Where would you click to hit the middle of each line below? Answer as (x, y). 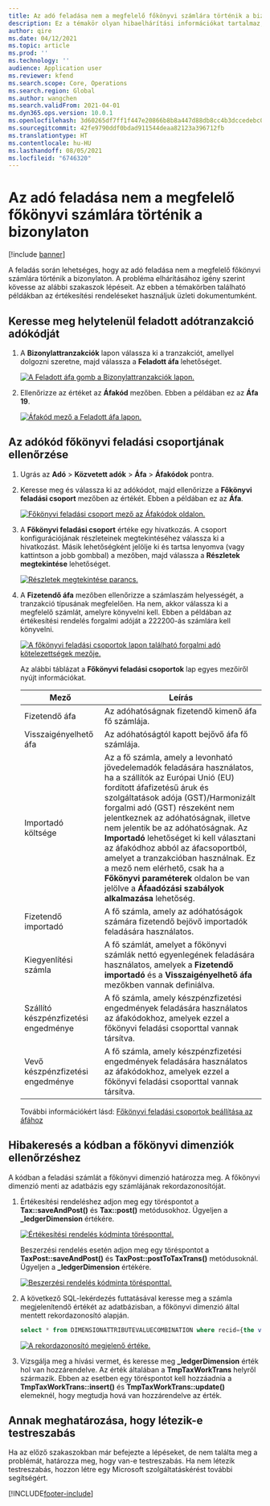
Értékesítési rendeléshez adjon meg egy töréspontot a (109, 1202)
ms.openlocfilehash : (43, 121)
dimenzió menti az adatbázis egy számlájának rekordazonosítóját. (117, 1185)
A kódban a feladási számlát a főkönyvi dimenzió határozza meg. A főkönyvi (134, 1177)
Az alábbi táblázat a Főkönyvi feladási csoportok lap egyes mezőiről (134, 668)
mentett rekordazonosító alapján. (75, 1315)
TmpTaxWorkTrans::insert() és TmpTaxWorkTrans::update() (122, 1387)
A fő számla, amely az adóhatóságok (174, 911)
